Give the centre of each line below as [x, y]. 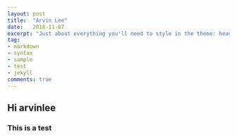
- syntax [20, 54]
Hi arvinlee [32, 107]
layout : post [26, 14]
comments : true [30, 79]
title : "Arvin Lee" [38, 20]
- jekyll [20, 73]
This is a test [30, 127]
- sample [20, 60]
